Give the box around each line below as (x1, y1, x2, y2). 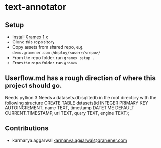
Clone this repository (12, 39, 55, 45)
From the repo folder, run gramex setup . (12, 55, 95, 60)
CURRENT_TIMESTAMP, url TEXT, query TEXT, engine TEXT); (5, 110, 129, 116)
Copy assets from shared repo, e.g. (12, 44, 84, 50)
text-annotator (5, 1, 67, 13)
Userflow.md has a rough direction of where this (5, 74, 156, 82)
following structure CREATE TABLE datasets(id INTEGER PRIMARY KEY (5, 100, 149, 106)
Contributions (5, 124, 49, 133)
